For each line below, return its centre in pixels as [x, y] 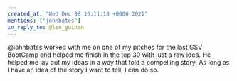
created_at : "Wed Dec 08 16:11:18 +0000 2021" [78, 14]
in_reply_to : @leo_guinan [46, 27]
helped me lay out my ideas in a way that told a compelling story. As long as [118, 63]
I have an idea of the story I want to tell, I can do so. [83, 70]
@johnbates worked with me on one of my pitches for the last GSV [105, 48]
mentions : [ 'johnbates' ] [44, 21]
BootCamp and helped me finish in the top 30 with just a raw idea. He [109, 55]
